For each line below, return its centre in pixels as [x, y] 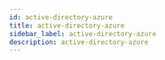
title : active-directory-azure [67, 26]
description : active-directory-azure [79, 42]
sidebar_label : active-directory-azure [83, 34]
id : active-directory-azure [61, 17]
